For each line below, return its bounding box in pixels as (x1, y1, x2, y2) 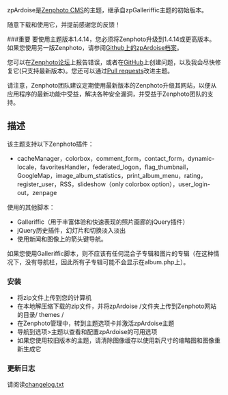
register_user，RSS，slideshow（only (16, 180, 124, 188)
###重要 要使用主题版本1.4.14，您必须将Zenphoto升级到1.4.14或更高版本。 (7, 35, 216, 43)
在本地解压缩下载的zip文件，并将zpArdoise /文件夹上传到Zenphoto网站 (16, 302, 217, 310)
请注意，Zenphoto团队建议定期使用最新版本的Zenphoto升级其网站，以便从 (7, 81, 217, 89)
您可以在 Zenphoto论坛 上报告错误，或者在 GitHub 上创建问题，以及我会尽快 (7, 58, 215, 66)
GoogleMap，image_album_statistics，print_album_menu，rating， (16, 171, 207, 179)
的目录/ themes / (16, 311, 64, 319)
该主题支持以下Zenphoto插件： (7, 140, 94, 148)
